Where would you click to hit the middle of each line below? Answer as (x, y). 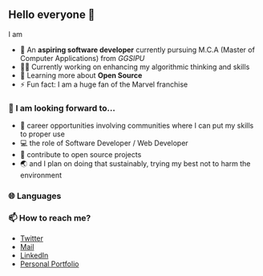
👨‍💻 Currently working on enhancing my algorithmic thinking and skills (135, 67)
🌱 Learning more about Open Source (81, 75)
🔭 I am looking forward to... (62, 108)
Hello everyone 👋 (52, 15)
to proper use (42, 134)
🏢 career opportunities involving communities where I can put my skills (137, 126)
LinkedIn (34, 256)
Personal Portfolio (49, 264)
